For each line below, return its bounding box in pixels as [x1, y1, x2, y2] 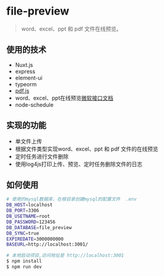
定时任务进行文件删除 [15, 153, 69, 160]
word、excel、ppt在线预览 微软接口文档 [15, 94, 114, 102]
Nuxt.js [15, 61, 33, 68]
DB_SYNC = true [6, 230, 39, 236]
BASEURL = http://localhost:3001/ [6, 241, 88, 247]
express [15, 67, 35, 75]
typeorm [15, 80, 37, 88]
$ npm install [6, 258, 43, 264]
